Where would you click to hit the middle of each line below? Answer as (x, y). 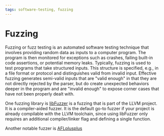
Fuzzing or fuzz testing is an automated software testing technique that (77, 47)
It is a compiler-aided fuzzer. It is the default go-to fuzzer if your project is (80, 108)
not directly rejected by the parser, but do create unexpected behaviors (77, 83)
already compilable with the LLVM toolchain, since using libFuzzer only (76, 114)
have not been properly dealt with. (40, 94)
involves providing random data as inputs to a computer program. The (75, 52)
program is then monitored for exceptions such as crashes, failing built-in (79, 58)
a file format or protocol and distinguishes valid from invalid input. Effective (81, 73)
